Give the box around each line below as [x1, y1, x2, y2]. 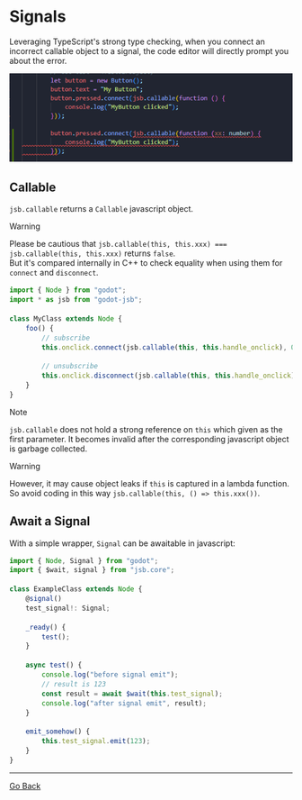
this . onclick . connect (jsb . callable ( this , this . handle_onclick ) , [41, 342, 288, 352]
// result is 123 [41, 679, 106, 688]
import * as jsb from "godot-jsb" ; [9, 295, 143, 305]
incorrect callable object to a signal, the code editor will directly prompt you [9, 45, 289, 56]
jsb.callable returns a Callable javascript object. [9, 204, 194, 214]
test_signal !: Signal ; [25, 604, 111, 613]
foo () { [25, 323, 54, 332]
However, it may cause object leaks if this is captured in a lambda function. [9, 477, 289, 488]
